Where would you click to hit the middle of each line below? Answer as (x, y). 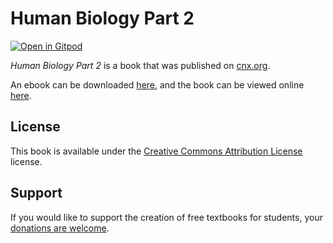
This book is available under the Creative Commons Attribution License (156, 151)
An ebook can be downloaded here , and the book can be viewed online (157, 84)
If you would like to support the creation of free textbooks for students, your (166, 217)
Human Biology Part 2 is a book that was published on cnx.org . (140, 65)
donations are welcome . (60, 228)
